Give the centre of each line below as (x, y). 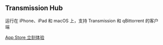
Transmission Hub (34, 8)
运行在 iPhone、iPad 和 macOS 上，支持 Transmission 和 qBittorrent (75, 21)
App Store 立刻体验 (25, 37)
